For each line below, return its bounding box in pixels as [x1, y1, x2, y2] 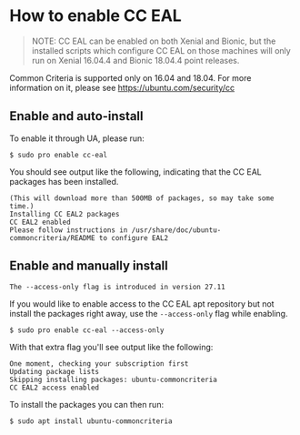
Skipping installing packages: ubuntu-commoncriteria [9, 375, 218, 384]
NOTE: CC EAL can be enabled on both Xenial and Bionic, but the [31, 35, 276, 46]
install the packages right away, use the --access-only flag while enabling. [9, 308, 288, 319]
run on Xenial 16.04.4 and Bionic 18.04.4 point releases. [31, 55, 240, 66]
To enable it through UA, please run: [9, 133, 145, 144]
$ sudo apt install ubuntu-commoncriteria [9, 416, 173, 426]
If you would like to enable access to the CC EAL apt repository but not [9, 298, 275, 309]
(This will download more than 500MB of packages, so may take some [9, 193, 275, 203]
